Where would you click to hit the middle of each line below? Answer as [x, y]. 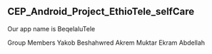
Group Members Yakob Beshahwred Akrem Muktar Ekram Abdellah [106, 43]
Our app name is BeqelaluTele [51, 28]
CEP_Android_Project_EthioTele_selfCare [101, 12]
